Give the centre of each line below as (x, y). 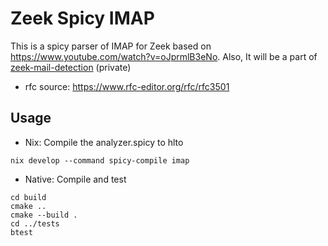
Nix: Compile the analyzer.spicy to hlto (104, 142)
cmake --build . (44, 215)
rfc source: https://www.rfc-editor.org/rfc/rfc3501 (127, 86)
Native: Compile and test (75, 179)
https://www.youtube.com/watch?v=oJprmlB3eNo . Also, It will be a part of (164, 56)
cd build (28, 197)
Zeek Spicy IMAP (82, 18)
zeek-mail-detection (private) (71, 67)
